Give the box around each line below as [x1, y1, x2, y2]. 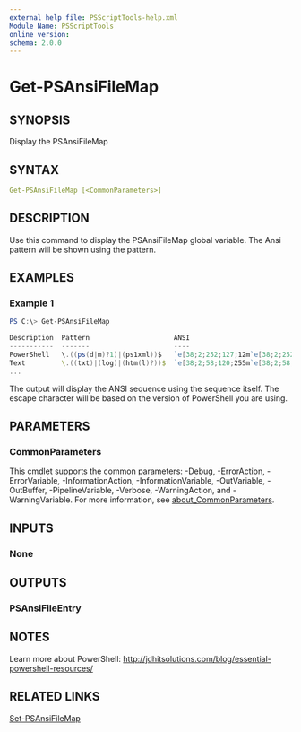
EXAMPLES [9, 270, 74, 285]
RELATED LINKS [9, 689, 100, 704]
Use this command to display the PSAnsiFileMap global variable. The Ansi [9, 234, 282, 245]
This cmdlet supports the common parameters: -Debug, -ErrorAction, [9, 466, 266, 476]
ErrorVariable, [9, 475, 61, 486]
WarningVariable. [9, 494, 73, 505]
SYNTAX [9, 162, 60, 178]
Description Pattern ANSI [9, 334, 191, 343]
